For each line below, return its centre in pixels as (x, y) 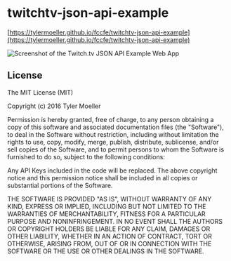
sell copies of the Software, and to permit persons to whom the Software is (116, 149)
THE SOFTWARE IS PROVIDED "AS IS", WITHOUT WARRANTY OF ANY (110, 199)
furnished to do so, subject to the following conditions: (86, 156)
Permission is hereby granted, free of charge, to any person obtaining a (111, 119)
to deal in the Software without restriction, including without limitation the (113, 134)
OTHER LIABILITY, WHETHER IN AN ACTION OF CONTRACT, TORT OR (110, 236)
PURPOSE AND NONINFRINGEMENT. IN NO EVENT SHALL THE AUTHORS (115, 221)
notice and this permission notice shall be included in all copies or (103, 178)
